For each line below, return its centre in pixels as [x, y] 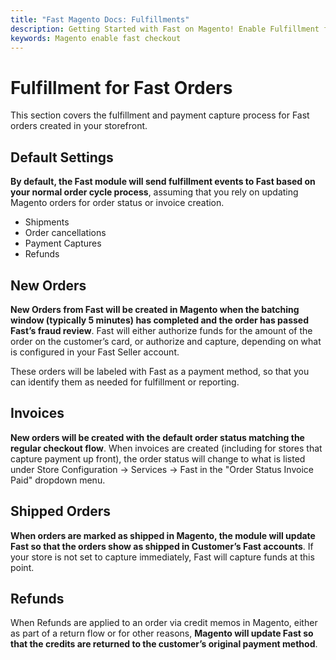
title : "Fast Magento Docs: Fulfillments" [100, 19]
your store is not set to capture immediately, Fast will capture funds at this [162, 557]
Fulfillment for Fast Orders [121, 87]
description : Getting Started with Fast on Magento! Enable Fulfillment [165, 29]
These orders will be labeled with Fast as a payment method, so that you [160, 371]
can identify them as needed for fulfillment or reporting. [125, 382]
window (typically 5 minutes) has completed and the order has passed [159, 320]
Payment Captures [63, 243]
